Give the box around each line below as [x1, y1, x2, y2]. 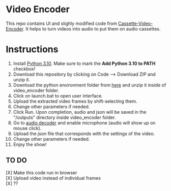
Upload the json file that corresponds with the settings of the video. [13, 131, 155, 137]
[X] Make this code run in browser [6, 169, 77, 176]
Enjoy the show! [13, 141, 47, 147]
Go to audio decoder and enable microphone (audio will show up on [13, 119, 156, 125]
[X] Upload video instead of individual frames [6, 175, 101, 181]
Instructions [6, 44, 59, 55]
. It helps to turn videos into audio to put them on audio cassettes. [23, 25, 161, 31]
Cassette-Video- [118, 20, 153, 26]
